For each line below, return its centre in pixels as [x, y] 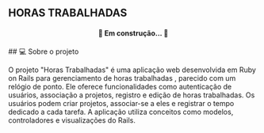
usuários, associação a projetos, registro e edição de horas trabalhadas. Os [132, 95]
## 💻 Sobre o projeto [44, 51]
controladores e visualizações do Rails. [72, 120]
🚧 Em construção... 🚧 [133, 33]
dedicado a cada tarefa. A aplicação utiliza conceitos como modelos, [121, 112]
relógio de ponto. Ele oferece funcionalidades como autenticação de [120, 86]
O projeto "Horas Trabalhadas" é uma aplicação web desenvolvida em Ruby [132, 70]
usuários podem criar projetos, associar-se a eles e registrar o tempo [121, 103]
